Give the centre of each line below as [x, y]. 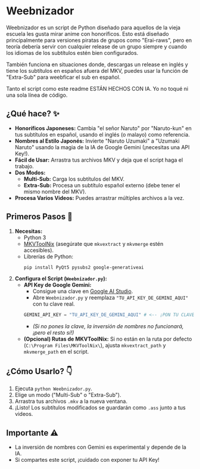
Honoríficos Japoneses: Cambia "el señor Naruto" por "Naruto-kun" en [103, 128]
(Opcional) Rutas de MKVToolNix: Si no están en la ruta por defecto [108, 339]
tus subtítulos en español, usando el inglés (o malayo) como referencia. [102, 134]
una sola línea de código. [37, 95]
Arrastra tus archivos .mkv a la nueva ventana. [71, 402]
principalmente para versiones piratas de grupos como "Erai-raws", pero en [99, 40]
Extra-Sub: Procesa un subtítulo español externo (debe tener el [102, 185]
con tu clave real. [54, 304]
